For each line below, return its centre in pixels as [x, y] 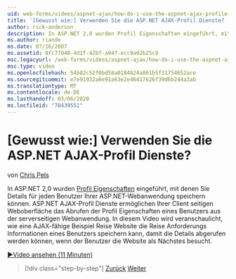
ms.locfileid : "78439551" [45, 106]
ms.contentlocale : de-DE [44, 92]
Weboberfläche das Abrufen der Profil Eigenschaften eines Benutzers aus [114, 211]
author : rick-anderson [40, 27]
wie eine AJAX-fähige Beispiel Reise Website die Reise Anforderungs [107, 225]
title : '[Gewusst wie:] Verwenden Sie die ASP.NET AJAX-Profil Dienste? [116, 20]
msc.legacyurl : [29, 60]
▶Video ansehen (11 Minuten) [50, 254]
